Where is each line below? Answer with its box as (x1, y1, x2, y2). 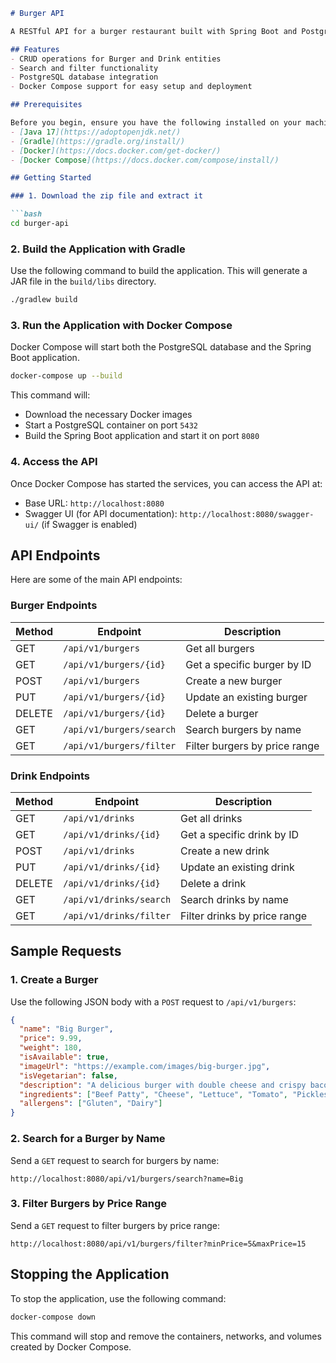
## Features (10, 44, 60, 54)
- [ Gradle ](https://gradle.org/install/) (10, 136, 186, 146)
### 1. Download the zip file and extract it (10, 191, 203, 201)
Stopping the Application (10, 1266, 170, 1283)
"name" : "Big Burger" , (19, 1024, 114, 1034)
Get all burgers (185, 641, 255, 655)
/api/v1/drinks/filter (63, 910, 172, 921)
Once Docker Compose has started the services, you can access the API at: (10, 477, 323, 489)
